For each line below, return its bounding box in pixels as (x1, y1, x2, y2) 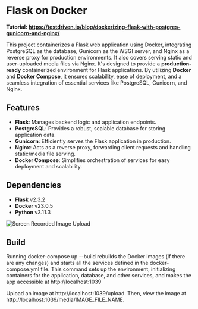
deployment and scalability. (14, 163, 82, 170)
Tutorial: (6, 23, 28, 30)
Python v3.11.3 (14, 208, 51, 216)
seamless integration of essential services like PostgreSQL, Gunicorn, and (6, 79, 187, 86)
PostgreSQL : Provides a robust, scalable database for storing (14, 124, 166, 132)
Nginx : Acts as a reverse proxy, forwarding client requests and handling (14, 143, 191, 151)
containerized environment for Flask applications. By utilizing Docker (22, 66, 191, 73)
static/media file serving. (14, 150, 76, 157)
